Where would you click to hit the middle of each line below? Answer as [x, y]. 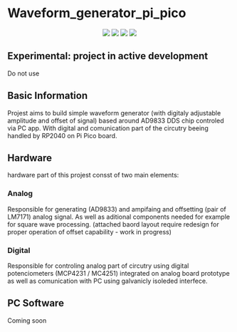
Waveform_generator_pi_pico [97, 13]
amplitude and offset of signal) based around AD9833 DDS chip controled [116, 120]
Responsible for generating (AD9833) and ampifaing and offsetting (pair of [117, 209]
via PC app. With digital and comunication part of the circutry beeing [108, 128]
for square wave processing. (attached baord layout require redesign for [113, 224]
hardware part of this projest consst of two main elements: [93, 175]
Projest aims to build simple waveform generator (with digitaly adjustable [114, 113]
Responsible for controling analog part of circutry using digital [98, 266]
